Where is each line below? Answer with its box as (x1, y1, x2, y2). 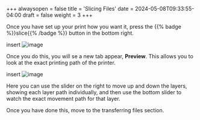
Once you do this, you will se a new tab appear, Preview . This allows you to (6, 53, 194, 59)
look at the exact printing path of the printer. (6, 59, 116, 66)
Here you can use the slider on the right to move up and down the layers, (6, 82, 187, 89)
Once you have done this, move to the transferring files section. (6, 107, 164, 113)
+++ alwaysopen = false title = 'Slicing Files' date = (6, 5, 134, 12)
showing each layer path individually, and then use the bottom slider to (6, 89, 182, 95)
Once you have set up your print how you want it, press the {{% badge (6, 23, 182, 30)
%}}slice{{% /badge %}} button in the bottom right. (6, 29, 134, 37)
